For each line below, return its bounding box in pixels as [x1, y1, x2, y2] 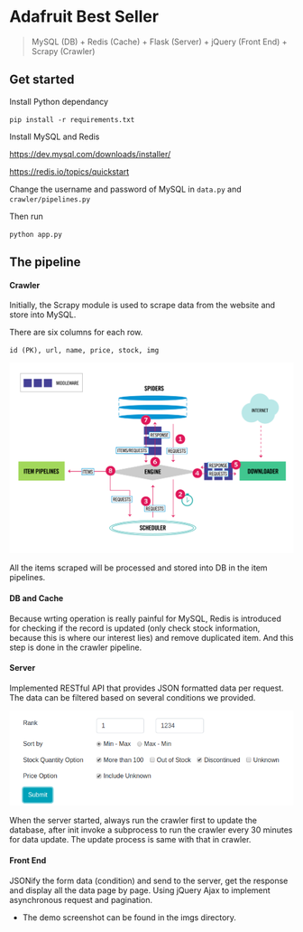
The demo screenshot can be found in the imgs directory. [22, 911, 237, 923]
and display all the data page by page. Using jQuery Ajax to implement [9, 884, 271, 896]
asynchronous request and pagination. [9, 894, 153, 905]
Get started [9, 72, 75, 88]
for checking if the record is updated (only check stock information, [9, 622, 261, 634]
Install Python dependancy [9, 96, 109, 107]
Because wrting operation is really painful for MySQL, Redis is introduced [9, 613, 281, 624]
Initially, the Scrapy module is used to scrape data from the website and [9, 300, 276, 311]
